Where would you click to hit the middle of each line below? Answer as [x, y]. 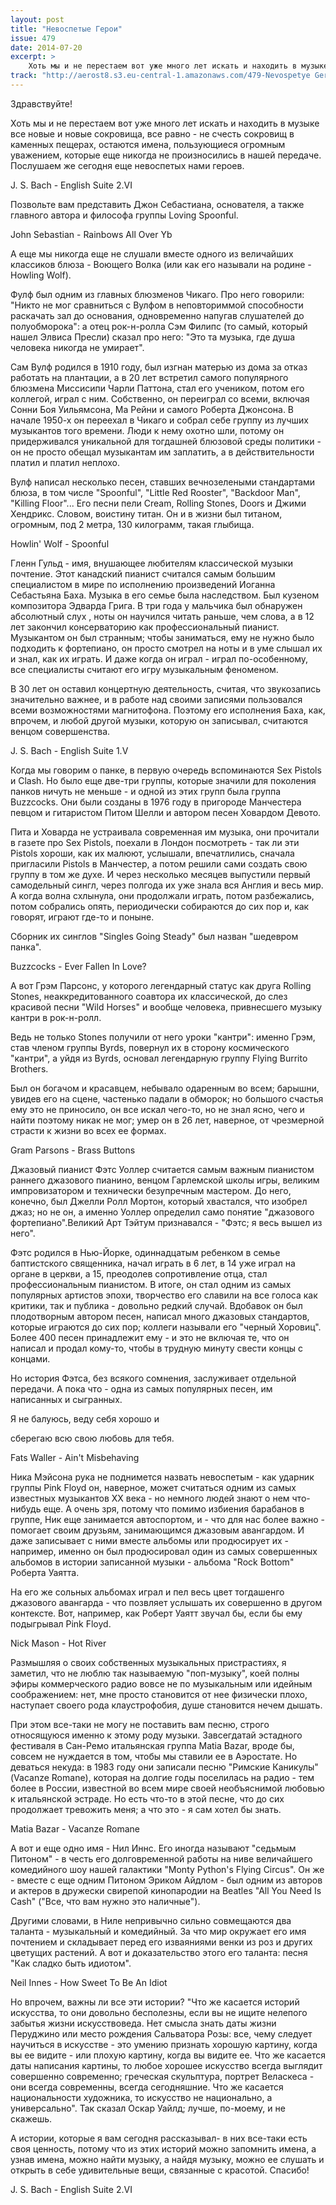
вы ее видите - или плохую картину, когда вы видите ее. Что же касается [168, 2055]
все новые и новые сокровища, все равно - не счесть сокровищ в [152, 133]
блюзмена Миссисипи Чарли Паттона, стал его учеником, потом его [157, 388]
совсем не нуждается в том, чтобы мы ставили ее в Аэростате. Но [154, 1756]
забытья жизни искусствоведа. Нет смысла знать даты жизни [143, 2023]
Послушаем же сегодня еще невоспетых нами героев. [127, 165]
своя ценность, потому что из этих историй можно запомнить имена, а [163, 2148]
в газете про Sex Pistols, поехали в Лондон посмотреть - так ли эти [155, 842]
